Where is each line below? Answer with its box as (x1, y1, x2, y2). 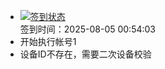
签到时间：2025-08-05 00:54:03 (19, 23, 157, 35)
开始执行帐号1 (19, 36, 77, 47)
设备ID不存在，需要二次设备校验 (19, 48, 152, 60)
